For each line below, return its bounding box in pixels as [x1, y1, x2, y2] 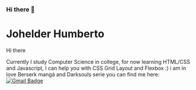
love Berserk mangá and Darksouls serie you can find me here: [6, 70, 160, 78]
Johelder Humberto [6, 27, 105, 41]
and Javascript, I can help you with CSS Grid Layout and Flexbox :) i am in [6, 65, 187, 72]
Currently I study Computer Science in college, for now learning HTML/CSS [6, 58, 191, 65]
